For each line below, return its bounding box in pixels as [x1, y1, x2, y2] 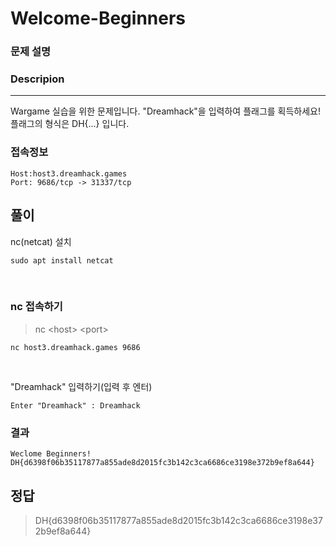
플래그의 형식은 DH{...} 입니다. [10, 118, 130, 130]
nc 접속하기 [10, 300, 63, 314]
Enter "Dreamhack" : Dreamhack [10, 400, 141, 411]
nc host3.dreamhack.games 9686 [10, 342, 141, 352]
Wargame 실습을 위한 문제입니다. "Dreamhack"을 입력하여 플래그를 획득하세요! [10, 105, 322, 117]
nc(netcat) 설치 [10, 235, 72, 247]
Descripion [10, 72, 65, 86]
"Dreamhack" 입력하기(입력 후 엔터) [10, 380, 153, 392]
